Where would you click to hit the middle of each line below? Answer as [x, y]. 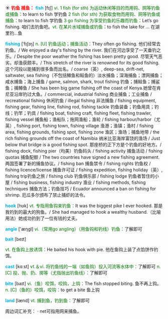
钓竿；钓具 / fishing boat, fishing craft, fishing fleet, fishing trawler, [83, 113]
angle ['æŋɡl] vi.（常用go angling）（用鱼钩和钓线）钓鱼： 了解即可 [74, 229]
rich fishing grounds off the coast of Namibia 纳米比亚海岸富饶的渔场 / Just [83, 138]
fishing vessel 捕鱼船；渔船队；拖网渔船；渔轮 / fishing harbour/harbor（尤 [83, 119]
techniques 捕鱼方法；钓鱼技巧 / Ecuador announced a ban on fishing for [81, 189]
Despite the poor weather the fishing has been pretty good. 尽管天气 [88, 56]
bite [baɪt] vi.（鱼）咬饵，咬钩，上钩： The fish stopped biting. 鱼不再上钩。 [83, 283]
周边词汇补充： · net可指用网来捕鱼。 [43, 311]
